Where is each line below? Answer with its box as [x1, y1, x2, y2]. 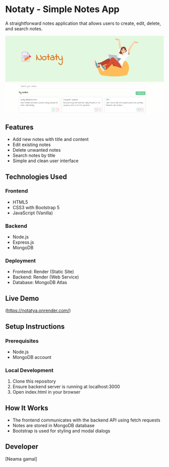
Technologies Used [5, 172, 67, 181]
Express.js [12, 239, 34, 246]
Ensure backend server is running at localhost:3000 [12, 384, 120, 390]
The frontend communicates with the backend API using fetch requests [12, 417, 160, 423]
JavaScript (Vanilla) [12, 210, 53, 216]
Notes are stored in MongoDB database [12, 423, 95, 428]
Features [5, 123, 34, 131]
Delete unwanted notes [12, 147, 61, 153]
